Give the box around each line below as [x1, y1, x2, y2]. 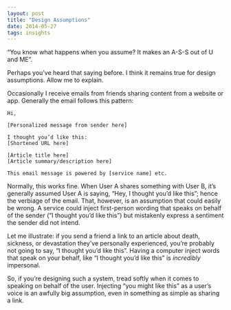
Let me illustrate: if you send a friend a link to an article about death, [7, 232, 201, 241]
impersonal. [7, 261, 41, 269]
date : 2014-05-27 [7, 23, 57, 30]
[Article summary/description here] [7, 158, 112, 165]
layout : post [7, 10, 45, 17]
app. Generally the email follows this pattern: [7, 97, 134, 105]
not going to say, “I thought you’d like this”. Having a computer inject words [7, 247, 220, 255]
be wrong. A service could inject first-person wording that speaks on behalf [7, 204, 222, 212]
